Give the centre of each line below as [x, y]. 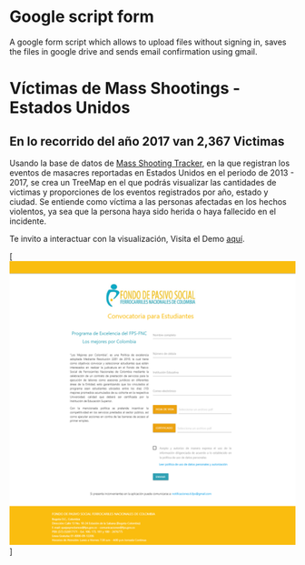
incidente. [28, 221]
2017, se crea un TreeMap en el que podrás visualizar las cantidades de [143, 182]
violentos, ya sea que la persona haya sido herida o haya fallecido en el [143, 211]
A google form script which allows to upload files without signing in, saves [148, 42]
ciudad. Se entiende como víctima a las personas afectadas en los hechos [148, 201]
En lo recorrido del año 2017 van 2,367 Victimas [147, 141]
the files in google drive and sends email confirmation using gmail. [133, 51]
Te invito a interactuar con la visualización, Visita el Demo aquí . [127, 238]
